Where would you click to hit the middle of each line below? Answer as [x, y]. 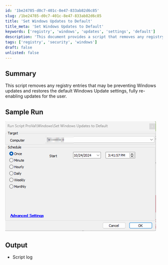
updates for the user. [46, 96]
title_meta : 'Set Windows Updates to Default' [54, 26]
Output [16, 245]
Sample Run [24, 112]
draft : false [19, 47]
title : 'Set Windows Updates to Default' [49, 21]
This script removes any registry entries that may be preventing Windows [81, 85]
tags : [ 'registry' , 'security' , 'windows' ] [51, 42]
